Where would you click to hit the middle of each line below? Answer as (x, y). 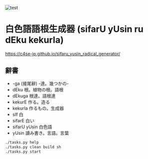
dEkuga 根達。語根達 (34, 96)
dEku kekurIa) (34, 40)
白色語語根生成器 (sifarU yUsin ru (74, 29)
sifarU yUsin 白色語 (32, 127)
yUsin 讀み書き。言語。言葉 (41, 133)
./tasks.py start (23, 152)
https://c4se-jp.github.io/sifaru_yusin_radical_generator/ (63, 53)
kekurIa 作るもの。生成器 (38, 108)
